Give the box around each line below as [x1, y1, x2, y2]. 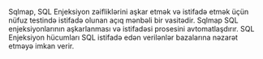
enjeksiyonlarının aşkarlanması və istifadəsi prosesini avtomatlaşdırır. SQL [8, 24, 255, 33]
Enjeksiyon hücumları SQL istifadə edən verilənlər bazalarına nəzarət [8, 32, 238, 42]
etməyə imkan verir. [8, 41, 75, 51]
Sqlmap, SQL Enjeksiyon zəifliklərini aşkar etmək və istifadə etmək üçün [8, 7, 249, 16]
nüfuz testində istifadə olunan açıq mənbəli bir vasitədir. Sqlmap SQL [8, 15, 239, 25]
